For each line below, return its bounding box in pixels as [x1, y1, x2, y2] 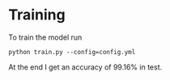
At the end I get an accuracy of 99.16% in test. [8, 62, 163, 72]
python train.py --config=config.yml [8, 48, 136, 56]
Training [8, 6, 66, 24]
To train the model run [8, 32, 83, 42]
